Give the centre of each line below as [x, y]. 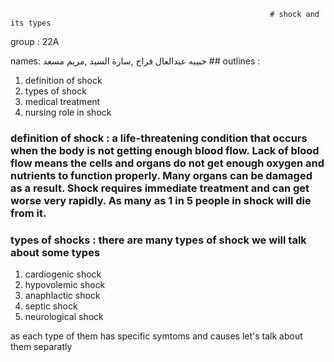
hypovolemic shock [65, 285]
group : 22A [35, 41]
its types [31, 23]
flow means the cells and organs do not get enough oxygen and [167, 163]
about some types [55, 252]
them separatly [41, 347]
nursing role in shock [68, 112]
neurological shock [64, 317]
